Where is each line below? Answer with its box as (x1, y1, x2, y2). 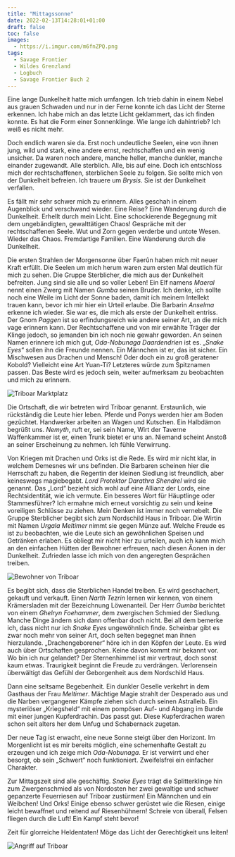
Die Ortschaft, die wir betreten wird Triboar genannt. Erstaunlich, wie (7, 403, 207, 412)
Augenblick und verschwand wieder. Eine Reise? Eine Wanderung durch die (7, 205, 227, 214)
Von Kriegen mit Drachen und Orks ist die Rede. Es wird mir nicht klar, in (7, 454, 217, 462)
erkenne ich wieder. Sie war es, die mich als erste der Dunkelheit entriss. (7, 308, 218, 317)
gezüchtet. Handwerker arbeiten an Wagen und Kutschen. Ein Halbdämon (7, 418, 222, 426)
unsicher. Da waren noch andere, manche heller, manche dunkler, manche (7, 154, 223, 162)
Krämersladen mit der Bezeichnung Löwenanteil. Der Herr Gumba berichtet (7, 601, 225, 610)
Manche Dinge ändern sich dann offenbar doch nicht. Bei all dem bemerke (7, 616, 224, 624)
